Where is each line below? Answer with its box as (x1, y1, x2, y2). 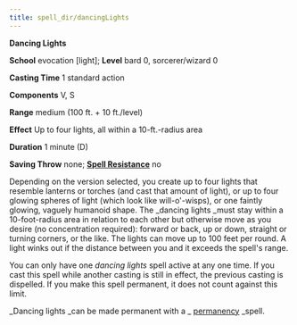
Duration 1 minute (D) (9, 141, 89, 152)
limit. (9, 287, 28, 299)
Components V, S (9, 89, 75, 100)
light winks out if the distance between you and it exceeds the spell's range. (9, 242, 289, 253)
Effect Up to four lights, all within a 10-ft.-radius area (9, 124, 203, 135)
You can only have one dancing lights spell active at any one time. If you (9, 260, 275, 271)
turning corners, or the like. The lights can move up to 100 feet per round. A (9, 233, 287, 244)
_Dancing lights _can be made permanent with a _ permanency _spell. (9, 305, 266, 316)
